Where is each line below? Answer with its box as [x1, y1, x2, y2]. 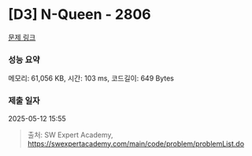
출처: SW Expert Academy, [27, 130, 113, 139]
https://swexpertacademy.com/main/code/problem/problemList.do [27, 139, 245, 148]
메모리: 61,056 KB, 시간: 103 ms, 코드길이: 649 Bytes [8, 73, 175, 84]
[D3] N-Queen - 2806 [8, 6, 151, 24]
